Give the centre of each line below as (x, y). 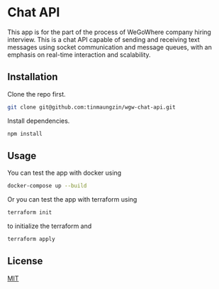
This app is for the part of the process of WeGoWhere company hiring (109, 32)
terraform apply (31, 239)
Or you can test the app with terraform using (72, 200)
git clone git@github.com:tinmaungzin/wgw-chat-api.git (91, 107)
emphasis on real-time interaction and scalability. (79, 55)
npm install (25, 133)
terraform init (30, 213)
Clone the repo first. (36, 94)
